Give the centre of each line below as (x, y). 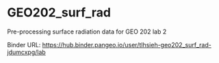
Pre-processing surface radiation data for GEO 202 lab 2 (87, 32)
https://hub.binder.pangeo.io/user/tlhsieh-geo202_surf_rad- (127, 45)
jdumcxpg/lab (26, 52)
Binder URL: (24, 45)
